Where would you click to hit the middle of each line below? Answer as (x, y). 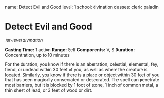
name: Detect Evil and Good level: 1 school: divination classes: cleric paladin (82, 7)
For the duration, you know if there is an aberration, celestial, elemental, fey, (82, 64)
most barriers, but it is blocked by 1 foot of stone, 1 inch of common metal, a (82, 85)
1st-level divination (24, 40)
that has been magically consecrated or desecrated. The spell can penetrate (82, 79)
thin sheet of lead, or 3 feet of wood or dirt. (49, 90)
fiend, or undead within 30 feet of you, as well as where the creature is (76, 69)
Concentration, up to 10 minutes (37, 55)
